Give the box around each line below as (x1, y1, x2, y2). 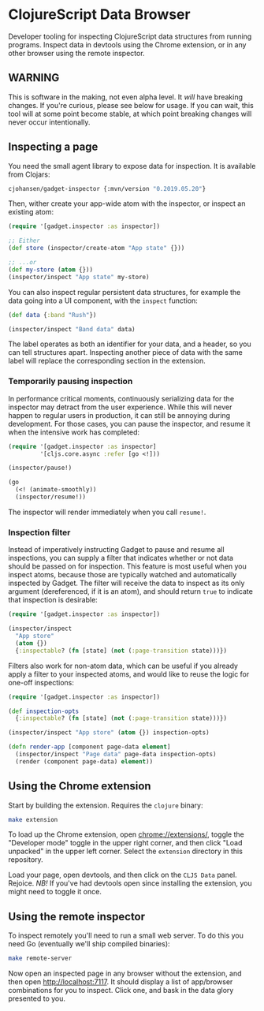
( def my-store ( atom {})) (8, 266, 93, 274)
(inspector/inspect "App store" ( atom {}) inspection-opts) (8, 729, 210, 737)
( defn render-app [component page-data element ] (8, 743, 171, 751)
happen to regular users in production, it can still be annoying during (8, 410, 231, 420)
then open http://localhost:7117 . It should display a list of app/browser (8, 977, 233, 987)
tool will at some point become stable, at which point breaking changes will (8, 109, 252, 118)
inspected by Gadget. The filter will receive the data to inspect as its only (8, 578, 245, 588)
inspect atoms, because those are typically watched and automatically (8, 570, 237, 580)
